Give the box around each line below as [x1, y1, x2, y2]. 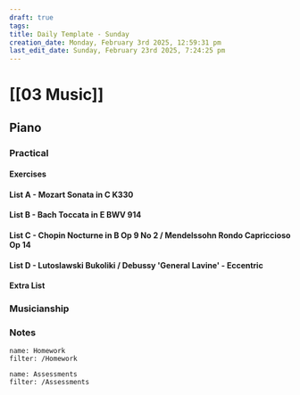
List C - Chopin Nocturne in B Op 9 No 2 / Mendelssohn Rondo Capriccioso [9, 230, 291, 241]
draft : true [9, 12, 54, 22]
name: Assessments [9, 370, 78, 379]
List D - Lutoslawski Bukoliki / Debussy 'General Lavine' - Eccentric [9, 259, 263, 270]
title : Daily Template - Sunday [9, 29, 129, 38]
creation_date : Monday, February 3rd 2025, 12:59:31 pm [9, 37, 221, 47]
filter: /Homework [9, 354, 78, 364]
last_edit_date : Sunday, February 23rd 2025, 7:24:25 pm [9, 46, 226, 55]
